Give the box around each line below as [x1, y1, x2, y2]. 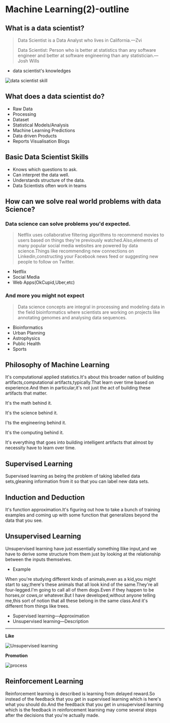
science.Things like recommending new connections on [17, 248, 134, 254]
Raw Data [12, 106, 33, 112]
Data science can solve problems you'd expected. [5, 220, 131, 227]
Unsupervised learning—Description [12, 618, 89, 624]
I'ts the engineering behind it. [5, 420, 67, 426]
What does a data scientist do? [5, 92, 105, 101]
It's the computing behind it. [5, 430, 64, 436]
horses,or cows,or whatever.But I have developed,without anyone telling [5, 592, 156, 598]
